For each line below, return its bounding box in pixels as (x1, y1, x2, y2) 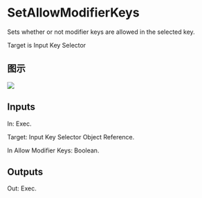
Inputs (7, 101, 36, 113)
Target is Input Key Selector (7, 41, 86, 49)
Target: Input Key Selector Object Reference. (7, 132, 135, 141)
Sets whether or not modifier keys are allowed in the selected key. (7, 28, 195, 36)
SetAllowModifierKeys (7, 5, 140, 21)
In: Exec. (7, 119, 32, 128)
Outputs (7, 166, 44, 177)
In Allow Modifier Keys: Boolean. (7, 146, 100, 155)
